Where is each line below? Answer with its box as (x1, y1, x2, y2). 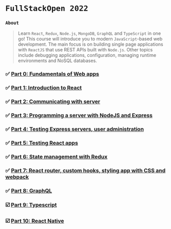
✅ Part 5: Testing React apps (5, 140, 79, 147)
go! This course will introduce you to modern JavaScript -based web (17, 36, 163, 42)
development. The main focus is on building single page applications (17, 41, 163, 47)
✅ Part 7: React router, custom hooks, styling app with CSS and (5, 167, 166, 174)
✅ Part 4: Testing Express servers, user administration (5, 126, 144, 133)
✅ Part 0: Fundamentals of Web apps (5, 70, 99, 78)
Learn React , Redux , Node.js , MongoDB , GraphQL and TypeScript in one (17, 30, 161, 36)
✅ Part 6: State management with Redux (5, 153, 108, 160)
